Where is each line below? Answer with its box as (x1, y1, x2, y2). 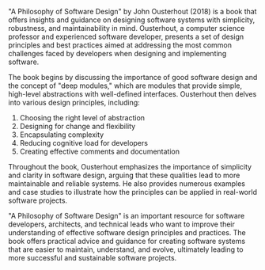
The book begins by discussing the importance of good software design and (8, 73, 258, 82)
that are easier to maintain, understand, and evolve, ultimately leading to (8, 245, 244, 254)
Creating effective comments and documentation (19, 146, 180, 156)
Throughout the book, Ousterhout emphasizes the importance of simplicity (8, 162, 252, 171)
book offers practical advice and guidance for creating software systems (8, 237, 246, 245)
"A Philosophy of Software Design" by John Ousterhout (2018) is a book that (8, 7, 257, 16)
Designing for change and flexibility (19, 122, 136, 131)
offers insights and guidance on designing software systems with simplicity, (8, 15, 256, 25)
